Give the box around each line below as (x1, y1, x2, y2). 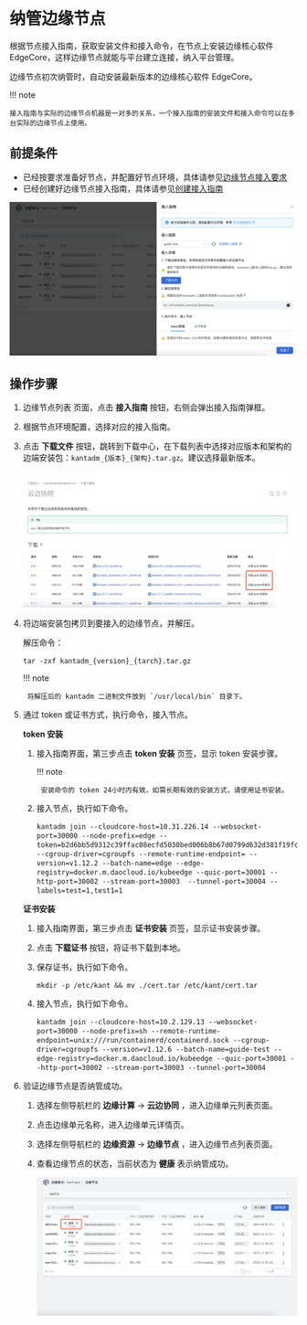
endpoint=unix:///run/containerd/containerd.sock (36, 1035, 230, 1044)
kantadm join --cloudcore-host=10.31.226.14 (36, 821, 209, 832)
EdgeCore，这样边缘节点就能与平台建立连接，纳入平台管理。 (9, 51, 239, 62)
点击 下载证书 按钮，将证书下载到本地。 (36, 942, 185, 953)
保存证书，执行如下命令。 (36, 961, 133, 972)
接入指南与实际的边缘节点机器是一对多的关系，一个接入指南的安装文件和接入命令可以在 (9, 109, 289, 118)
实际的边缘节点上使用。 (16, 118, 91, 128)
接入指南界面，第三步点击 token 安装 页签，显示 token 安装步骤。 (36, 747, 283, 758)
